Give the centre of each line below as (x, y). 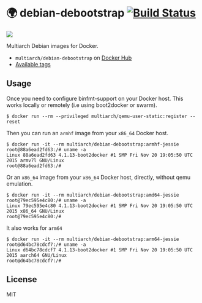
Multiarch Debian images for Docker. (53, 45)
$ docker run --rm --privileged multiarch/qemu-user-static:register (97, 116)
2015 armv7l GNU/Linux (35, 160)
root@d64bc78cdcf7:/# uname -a (46, 245)
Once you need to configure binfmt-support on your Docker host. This (95, 98)
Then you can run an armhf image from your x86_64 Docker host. (87, 133)
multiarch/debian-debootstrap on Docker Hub (73, 58)
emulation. (20, 184)
